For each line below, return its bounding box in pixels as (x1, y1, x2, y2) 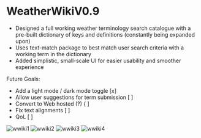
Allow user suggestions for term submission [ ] (15, 93, 134, 101)
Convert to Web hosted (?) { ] (15, 100, 90, 107)
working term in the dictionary (15, 50, 92, 57)
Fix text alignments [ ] (15, 106, 70, 114)
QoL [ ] (15, 113, 33, 120)
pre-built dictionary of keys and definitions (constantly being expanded (15, 31, 195, 38)
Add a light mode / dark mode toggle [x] (15, 87, 117, 94)
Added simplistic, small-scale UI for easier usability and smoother (15, 57, 181, 64)
